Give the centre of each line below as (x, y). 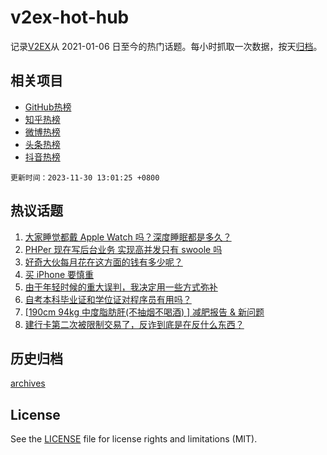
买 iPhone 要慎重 (59, 274)
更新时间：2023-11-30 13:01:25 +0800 (85, 177)
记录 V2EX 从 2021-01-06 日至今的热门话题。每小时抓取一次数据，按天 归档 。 (166, 46)
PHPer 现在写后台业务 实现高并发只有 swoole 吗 (123, 249)
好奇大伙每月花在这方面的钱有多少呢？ (103, 262)
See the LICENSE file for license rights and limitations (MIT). (134, 439)
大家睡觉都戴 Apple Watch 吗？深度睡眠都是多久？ (128, 237)
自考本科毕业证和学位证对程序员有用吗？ (108, 299)
